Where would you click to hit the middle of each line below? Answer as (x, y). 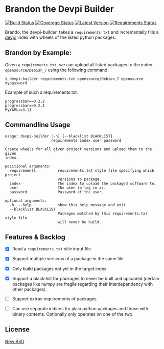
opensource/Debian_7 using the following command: (57, 70)
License (17, 330)
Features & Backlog (35, 237)
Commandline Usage (38, 125)
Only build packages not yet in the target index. (60, 268)
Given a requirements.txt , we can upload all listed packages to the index (79, 64)
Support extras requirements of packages (54, 298)
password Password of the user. (57, 192)
